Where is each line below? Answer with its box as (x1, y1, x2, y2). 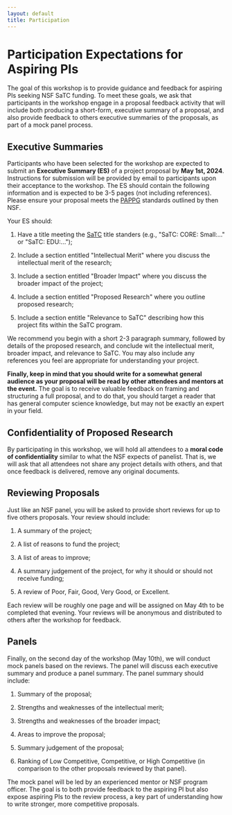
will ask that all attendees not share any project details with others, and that (7, 460, 223, 468)
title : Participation (7, 17, 70, 24)
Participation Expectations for (7, 46, 184, 62)
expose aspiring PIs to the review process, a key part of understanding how (7, 792, 223, 800)
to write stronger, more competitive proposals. (7, 800, 140, 808)
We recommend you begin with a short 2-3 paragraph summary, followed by (7, 334, 226, 343)
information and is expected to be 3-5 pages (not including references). (7, 189, 212, 198)
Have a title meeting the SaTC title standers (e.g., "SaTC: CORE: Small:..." (17, 230, 225, 239)
